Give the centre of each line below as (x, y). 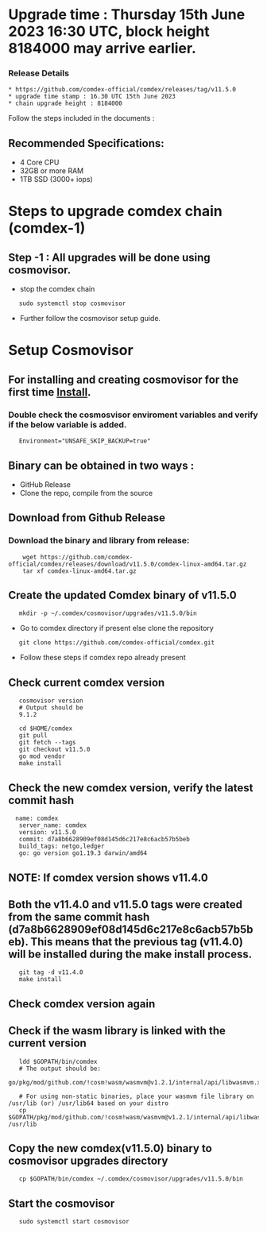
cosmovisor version (51, 701)
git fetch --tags (48, 743)
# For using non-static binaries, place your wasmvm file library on (136, 1096)
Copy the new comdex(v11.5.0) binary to (110, 1148)
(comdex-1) (47, 228)
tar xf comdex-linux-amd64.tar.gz (79, 571)
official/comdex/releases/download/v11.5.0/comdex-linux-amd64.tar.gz (128, 564)
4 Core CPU (39, 162)
